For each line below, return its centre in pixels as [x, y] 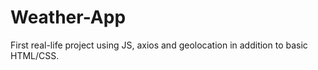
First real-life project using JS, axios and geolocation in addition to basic [159, 45]
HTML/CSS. [35, 55]
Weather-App [68, 17]
